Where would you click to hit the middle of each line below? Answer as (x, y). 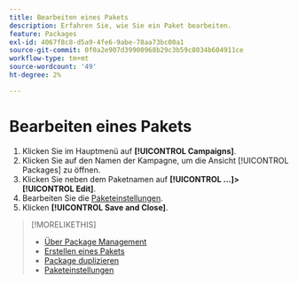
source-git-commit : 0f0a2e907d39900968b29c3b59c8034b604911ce (126, 50)
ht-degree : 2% (35, 75)
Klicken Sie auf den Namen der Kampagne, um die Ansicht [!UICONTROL (155, 160)
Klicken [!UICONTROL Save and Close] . (95, 207)
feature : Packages (43, 34)
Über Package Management (95, 242)
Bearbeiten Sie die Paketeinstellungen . (93, 198)
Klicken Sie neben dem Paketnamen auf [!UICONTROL (122, 179)
